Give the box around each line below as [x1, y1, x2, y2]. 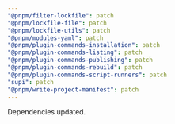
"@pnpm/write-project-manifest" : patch [7, 85, 139, 94]
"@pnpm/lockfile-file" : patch [7, 19, 108, 27]
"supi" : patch [7, 78, 55, 86]
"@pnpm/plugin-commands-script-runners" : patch [7, 71, 168, 79]
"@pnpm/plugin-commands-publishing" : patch [7, 56, 154, 64]
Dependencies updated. [7, 107, 86, 117]
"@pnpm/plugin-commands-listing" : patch [7, 48, 143, 56]
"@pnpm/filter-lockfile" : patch [7, 11, 114, 20]
